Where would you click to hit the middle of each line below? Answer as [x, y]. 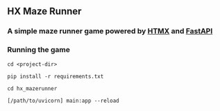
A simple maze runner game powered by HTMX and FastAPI [110, 31]
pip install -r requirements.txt [56, 76]
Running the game [39, 50]
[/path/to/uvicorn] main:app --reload [63, 101]
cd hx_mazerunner [32, 88]
